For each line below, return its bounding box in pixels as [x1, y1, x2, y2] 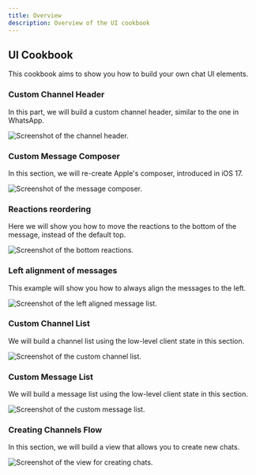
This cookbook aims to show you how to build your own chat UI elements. [8, 69, 249, 79]
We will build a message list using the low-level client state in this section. [8, 389, 249, 399]
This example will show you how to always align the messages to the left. [8, 283, 247, 293]
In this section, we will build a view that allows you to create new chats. [8, 443, 240, 452]
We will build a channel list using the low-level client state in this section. [8, 336, 245, 345]
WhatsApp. [8, 116, 45, 125]
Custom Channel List [8, 318, 91, 329]
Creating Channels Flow [8, 424, 103, 435]
